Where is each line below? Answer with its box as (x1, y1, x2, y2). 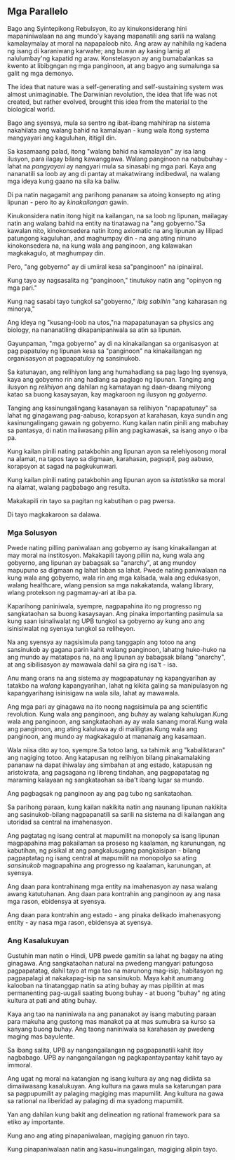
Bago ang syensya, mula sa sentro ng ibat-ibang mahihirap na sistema (7, 119, 210, 127)
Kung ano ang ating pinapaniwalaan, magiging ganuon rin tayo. (7, 1131, 189, 1140)
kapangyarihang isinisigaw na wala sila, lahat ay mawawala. (7, 689, 180, 698)
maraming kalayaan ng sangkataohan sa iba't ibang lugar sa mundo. (7, 775, 205, 785)
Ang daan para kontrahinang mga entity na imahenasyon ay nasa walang (7, 882, 217, 891)
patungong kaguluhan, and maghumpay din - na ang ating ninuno (7, 234, 197, 242)
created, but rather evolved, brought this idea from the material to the (7, 98, 208, 106)
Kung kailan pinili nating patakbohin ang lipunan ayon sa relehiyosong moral (7, 447, 227, 455)
